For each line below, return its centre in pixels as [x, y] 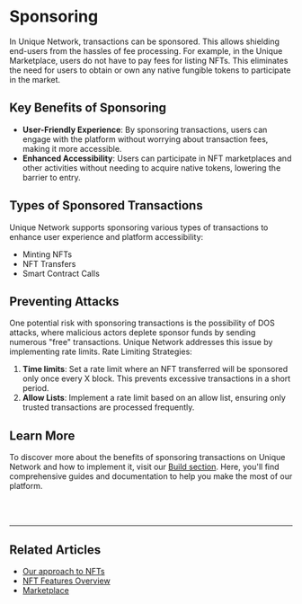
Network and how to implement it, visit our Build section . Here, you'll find [145, 467]
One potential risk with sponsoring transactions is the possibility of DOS [142, 323]
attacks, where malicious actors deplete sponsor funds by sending [133, 333]
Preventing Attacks [64, 302]
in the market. [35, 79]
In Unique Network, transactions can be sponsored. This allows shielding [145, 41]
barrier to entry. [51, 177]
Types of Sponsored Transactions [107, 205]
